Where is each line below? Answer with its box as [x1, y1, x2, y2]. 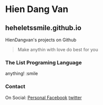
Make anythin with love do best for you [17, 47, 98, 52]
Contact [5, 83, 26, 90]
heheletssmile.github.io [5, 24, 82, 32]
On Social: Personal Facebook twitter [5, 94, 82, 100]
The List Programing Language [5, 59, 82, 66]
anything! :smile [5, 70, 38, 76]
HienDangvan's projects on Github [5, 37, 76, 43]
